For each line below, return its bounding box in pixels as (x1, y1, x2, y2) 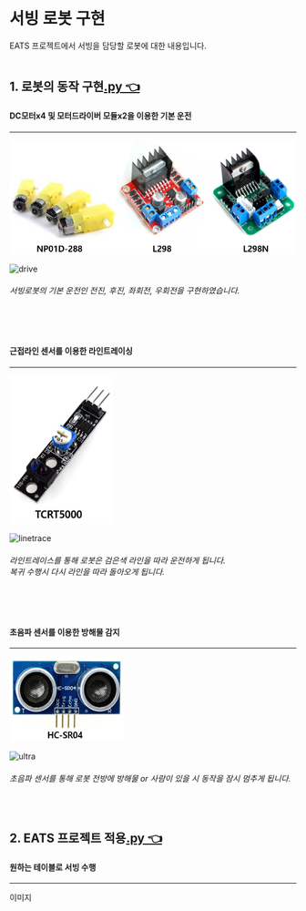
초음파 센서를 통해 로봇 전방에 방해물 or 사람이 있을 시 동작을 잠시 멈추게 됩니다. (9, 773, 291, 783)
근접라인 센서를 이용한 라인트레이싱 (9, 345, 134, 356)
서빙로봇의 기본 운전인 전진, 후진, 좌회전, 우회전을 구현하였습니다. (9, 285, 240, 296)
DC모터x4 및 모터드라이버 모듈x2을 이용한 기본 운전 (9, 110, 192, 121)
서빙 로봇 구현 (9, 8, 106, 29)
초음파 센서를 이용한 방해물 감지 (9, 626, 120, 638)
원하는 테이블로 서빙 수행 (9, 862, 97, 873)
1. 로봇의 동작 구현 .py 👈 (9, 79, 140, 95)
